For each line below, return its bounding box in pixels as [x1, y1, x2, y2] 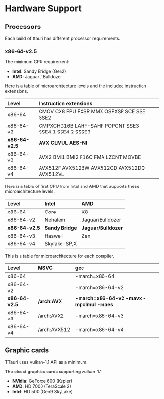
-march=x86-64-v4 [75, 326, 124, 333]
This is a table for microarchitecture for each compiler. [5, 253, 115, 259]
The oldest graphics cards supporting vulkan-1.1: [5, 369, 103, 374]
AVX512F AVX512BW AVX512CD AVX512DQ [39, 165, 145, 172]
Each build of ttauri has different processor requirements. [5, 35, 121, 41]
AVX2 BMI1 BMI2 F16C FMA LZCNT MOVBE [39, 154, 141, 160]
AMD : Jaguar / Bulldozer [12, 74, 62, 80]
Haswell [44, 233, 63, 239]
